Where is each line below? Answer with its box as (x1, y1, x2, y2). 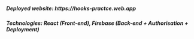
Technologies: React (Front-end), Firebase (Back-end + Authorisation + (6, 19, 189, 27)
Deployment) (6, 25, 40, 32)
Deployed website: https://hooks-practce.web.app (6, 5, 137, 12)
